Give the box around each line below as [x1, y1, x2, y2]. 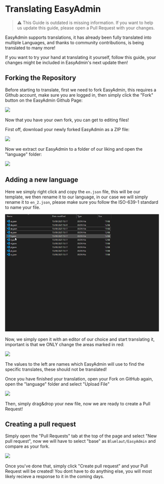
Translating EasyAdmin [5, 3, 101, 15]
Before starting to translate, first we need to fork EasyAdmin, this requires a [5, 87, 157, 93]
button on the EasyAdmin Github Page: [5, 97, 83, 103]
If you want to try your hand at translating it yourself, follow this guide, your [5, 54, 156, 60]
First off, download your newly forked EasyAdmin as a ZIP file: [5, 126, 130, 132]
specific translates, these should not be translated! [5, 366, 107, 372]
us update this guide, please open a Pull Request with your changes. [17, 25, 155, 30]
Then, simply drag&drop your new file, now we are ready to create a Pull [5, 401, 150, 406]
